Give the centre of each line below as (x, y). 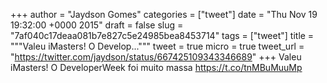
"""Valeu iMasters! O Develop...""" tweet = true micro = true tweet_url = (157, 46)
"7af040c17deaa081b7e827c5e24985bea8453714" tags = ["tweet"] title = (162, 35)
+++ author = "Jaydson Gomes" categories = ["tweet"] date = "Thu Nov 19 (164, 14)
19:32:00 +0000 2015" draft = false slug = (97, 25)
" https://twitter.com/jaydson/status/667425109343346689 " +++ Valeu (156, 57)
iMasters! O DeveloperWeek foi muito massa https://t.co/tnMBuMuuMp (156, 67)
